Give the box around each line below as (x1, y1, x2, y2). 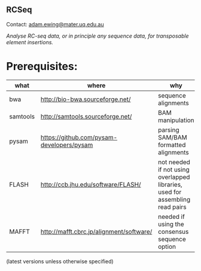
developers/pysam (41, 141, 93, 149)
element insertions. (6, 38, 54, 45)
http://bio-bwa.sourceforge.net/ (41, 95, 131, 103)
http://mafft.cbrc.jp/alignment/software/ (41, 227, 153, 236)
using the (157, 220, 184, 228)
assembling (157, 195, 190, 203)
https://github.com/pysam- (41, 133, 118, 141)
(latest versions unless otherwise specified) (6, 257, 114, 265)
